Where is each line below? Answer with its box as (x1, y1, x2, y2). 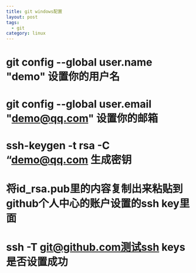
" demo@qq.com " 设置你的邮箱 (6, 112, 158, 125)
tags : (6, 19, 19, 25)
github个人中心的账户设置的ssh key (6, 197, 180, 210)
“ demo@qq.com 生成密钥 (6, 153, 132, 166)
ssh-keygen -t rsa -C (6, 139, 110, 152)
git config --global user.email (6, 97, 152, 110)
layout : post (6, 14, 38, 20)
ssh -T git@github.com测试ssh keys (6, 241, 186, 254)
